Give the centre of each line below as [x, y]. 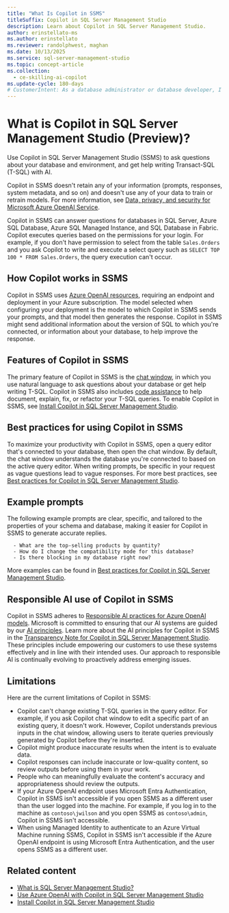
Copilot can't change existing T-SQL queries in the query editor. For [112, 711]
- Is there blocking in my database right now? [82, 558]
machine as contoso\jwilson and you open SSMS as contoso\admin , [112, 813]
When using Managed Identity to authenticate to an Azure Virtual [108, 827]
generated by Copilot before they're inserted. [81, 740]
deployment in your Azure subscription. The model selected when [100, 302]
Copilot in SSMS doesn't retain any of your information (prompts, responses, [115, 185]
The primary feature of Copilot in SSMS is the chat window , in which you [109, 377]
